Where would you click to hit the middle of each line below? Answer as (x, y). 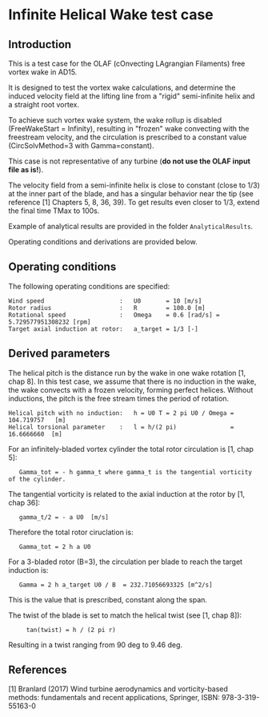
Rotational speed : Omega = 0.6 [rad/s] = (114, 315)
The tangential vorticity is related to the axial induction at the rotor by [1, (127, 493)
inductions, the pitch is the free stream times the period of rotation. (119, 398)
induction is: (28, 570)
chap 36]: (24, 502)
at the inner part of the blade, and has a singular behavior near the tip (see (131, 193)
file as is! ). (26, 169)
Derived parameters (59, 354)
